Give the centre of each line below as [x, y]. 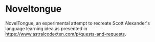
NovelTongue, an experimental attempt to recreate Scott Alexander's [77, 23]
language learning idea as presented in [47, 28]
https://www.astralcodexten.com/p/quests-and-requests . [66, 34]
